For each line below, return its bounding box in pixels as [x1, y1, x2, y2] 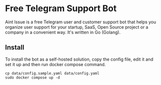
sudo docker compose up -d [5, 75, 60, 80]
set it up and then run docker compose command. [5, 61, 106, 67]
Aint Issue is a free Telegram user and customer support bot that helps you [5, 19, 157, 25]
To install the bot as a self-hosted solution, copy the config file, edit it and [5, 56, 153, 62]
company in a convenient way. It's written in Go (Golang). [5, 29, 121, 35]
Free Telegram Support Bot [5, 3, 117, 14]
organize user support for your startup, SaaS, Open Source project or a [5, 24, 148, 30]
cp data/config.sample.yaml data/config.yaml [5, 71, 99, 76]
